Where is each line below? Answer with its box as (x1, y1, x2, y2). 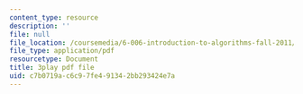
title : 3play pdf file (9, 64, 95, 73)
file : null (9, 30, 50, 38)
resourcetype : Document (9, 55, 99, 64)
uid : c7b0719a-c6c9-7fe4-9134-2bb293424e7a (9, 72, 176, 81)
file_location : (9, 38, 67, 47)
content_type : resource (9, 13, 99, 22)
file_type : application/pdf (9, 47, 115, 56)
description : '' (9, 21, 70, 30)
